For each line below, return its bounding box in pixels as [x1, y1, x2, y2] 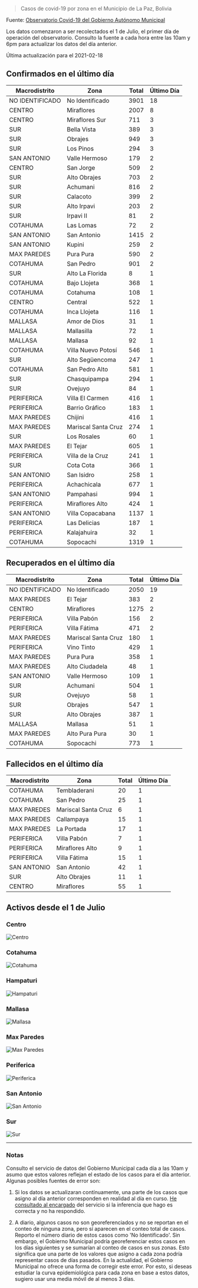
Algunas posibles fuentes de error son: [6, 1177, 101, 1184]
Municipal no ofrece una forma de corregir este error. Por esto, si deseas [14, 1263, 192, 1270]
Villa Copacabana [67, 509, 116, 517]
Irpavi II [67, 211, 87, 220]
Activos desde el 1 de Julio [6, 902, 105, 912]
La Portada [56, 825, 87, 833]
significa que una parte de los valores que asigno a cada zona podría [14, 1250, 183, 1257]
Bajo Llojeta [67, 279, 99, 287]
